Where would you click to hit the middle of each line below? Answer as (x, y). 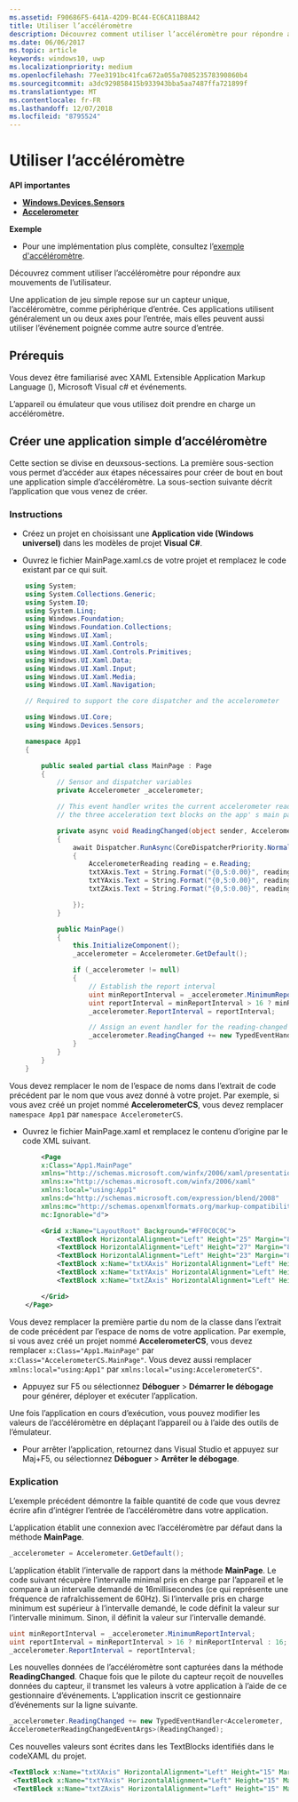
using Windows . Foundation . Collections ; (99, 628)
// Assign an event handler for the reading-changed (188, 1028)
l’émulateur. (30, 1431)
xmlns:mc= (59, 1206)
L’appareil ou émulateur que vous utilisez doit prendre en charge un (132, 404)
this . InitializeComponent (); (126, 946)
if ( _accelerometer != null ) (126, 970)
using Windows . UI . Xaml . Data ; (79, 660)
